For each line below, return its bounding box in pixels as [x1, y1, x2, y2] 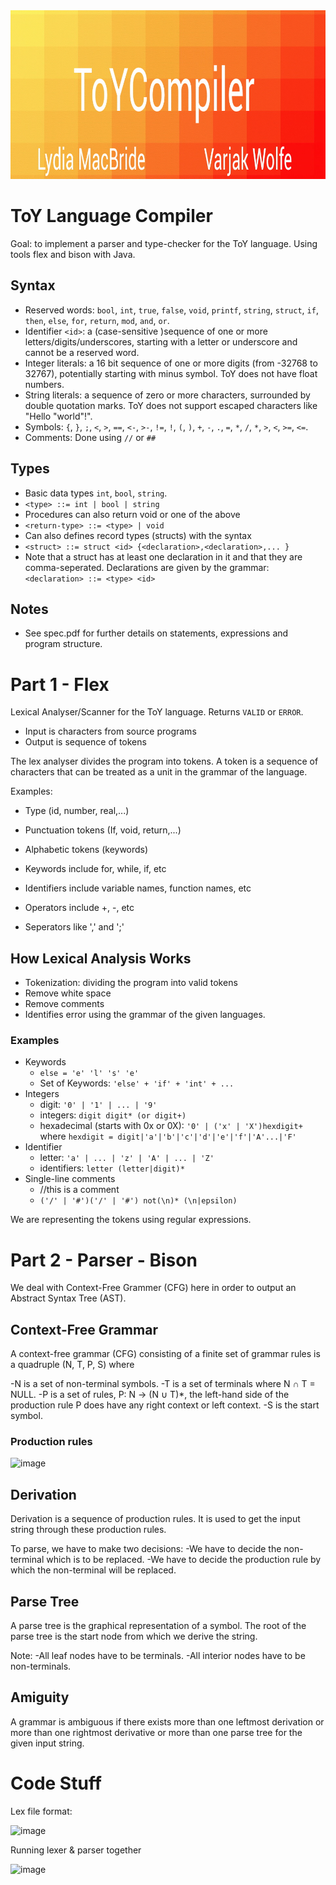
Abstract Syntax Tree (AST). [10, 1292, 127, 1304]
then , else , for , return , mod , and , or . [24, 314, 170, 326]
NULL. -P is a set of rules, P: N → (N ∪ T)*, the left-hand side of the [10, 1389, 290, 1401]
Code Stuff [10, 1772, 102, 1795]
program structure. [24, 638, 103, 650]
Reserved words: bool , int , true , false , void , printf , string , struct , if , [24, 304, 319, 316]
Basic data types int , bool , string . [24, 487, 168, 499]
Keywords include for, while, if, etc [24, 863, 167, 875]
